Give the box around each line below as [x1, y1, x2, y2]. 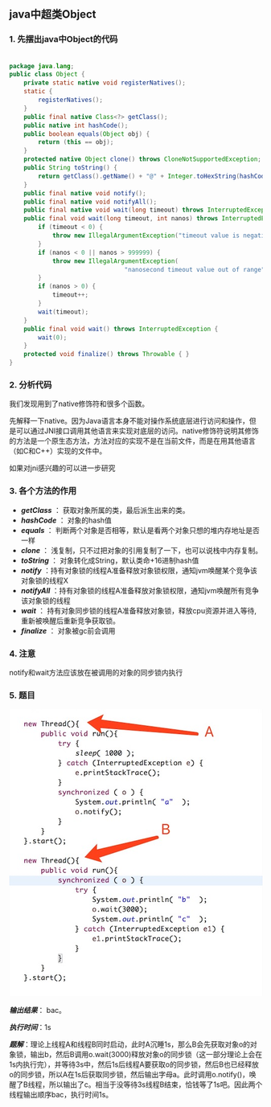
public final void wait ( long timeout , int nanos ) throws [23, 215, 219, 223]
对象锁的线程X [20, 576, 69, 585]
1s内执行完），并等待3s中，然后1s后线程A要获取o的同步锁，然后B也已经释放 [9, 1060, 260, 1069]
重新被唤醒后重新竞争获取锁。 [20, 616, 120, 625]
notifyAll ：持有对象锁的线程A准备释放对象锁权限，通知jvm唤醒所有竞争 [20, 585, 260, 595]
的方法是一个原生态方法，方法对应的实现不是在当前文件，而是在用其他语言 [9, 437, 256, 446]
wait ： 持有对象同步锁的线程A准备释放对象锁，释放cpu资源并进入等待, [20, 605, 257, 615]
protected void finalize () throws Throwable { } [23, 351, 190, 359]
